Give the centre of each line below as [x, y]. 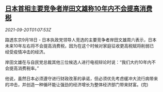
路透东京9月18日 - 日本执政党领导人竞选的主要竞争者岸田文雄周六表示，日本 [81, 40]
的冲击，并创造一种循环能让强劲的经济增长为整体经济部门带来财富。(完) [77, 84]
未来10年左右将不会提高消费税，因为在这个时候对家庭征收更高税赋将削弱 [77, 46]
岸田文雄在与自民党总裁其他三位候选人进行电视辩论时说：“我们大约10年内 [78, 62]
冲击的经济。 [34, 52]
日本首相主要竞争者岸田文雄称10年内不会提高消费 [79, 9]
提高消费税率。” [24, 68]
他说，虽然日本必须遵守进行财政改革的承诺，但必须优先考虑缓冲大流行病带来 [81, 78]
